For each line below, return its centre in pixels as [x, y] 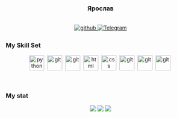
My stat [17, 96]
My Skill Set [23, 45]
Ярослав [101, 8]
